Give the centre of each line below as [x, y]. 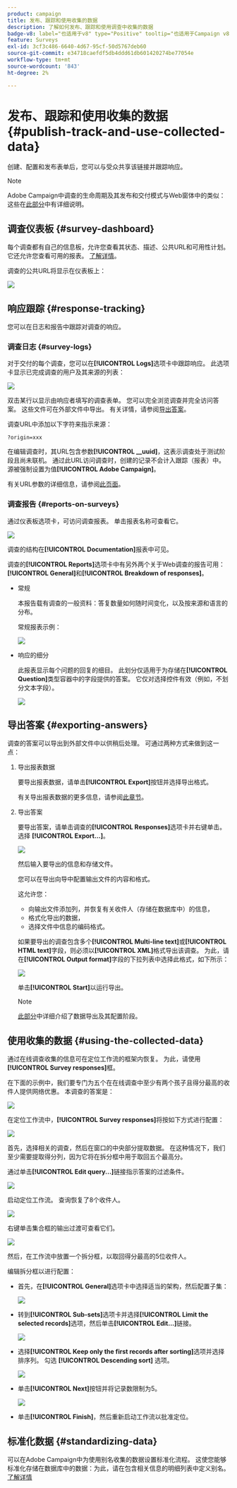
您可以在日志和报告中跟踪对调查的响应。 [66, 327]
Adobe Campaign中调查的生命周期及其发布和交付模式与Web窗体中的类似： [116, 195]
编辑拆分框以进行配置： [41, 1271]
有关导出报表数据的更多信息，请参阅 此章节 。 [83, 797]
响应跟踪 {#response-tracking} [77, 309]
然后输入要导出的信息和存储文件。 [67, 864]
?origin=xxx [25, 438]
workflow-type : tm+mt [39, 60]
